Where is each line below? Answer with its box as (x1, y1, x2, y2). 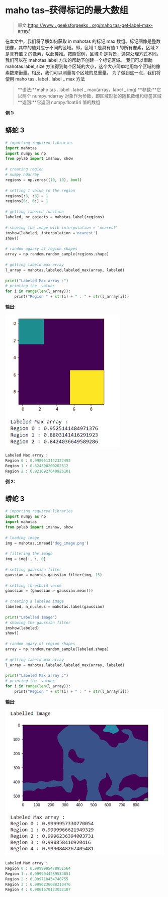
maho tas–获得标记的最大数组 (5, 5, 129, 16)
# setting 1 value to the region (5, 188, 75, 193)
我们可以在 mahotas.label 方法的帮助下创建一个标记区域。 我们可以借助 (5, 57, 152, 63)
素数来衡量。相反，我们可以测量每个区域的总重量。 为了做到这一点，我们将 (5, 69, 161, 75)
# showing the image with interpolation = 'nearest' (5, 225, 118, 230)
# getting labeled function (5, 209, 64, 214)
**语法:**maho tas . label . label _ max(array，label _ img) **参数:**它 (17, 86, 161, 93)
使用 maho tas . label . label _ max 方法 (5, 76, 86, 82)
